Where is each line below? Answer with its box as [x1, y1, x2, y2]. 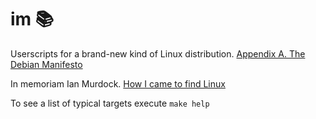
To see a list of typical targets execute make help [10, 97, 210, 109]
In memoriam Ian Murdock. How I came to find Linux [10, 77, 226, 90]
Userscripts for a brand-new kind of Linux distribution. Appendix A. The [10, 47, 306, 60]
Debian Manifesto [10, 58, 83, 70]
